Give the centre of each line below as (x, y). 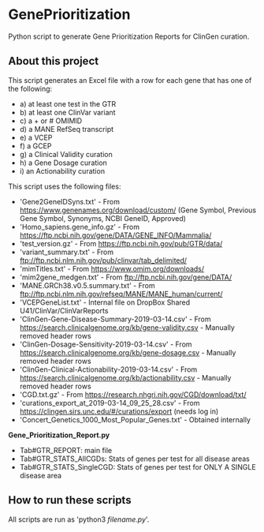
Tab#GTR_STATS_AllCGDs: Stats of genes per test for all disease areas (134, 459)
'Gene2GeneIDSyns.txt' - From (70, 201)
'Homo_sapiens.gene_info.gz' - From (80, 227)
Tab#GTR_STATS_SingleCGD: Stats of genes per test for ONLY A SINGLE (138, 466)
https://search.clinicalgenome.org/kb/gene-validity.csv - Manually (127, 327)
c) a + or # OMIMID (51, 121)
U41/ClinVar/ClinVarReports (64, 310)
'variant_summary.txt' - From (67, 252)
